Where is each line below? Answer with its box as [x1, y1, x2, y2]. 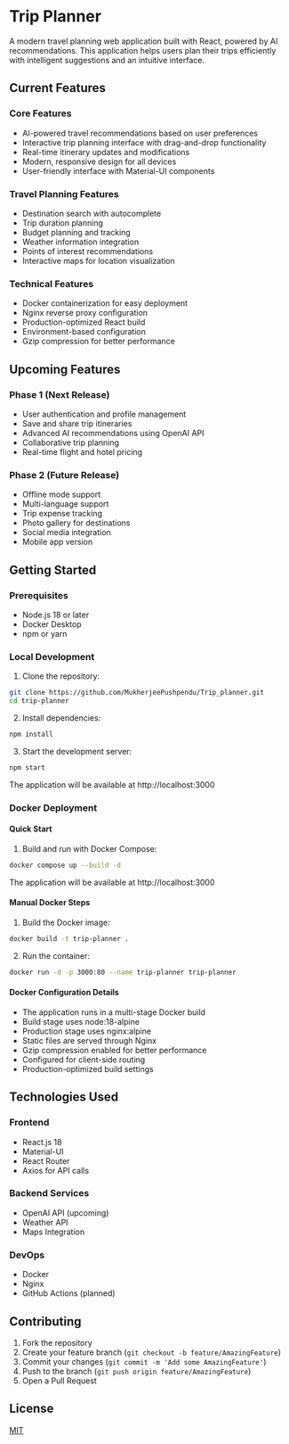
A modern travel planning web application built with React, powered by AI [9, 36, 278, 46]
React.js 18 [21, 1136, 62, 1147]
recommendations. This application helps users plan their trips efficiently [9, 45, 277, 55]
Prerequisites [9, 589, 68, 601]
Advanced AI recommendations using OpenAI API [21, 427, 205, 438]
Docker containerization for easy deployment [21, 298, 189, 309]
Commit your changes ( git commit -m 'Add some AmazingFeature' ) [21, 1356, 267, 1366]
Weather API [21, 1217, 68, 1227]
